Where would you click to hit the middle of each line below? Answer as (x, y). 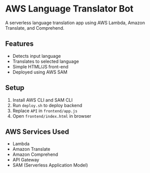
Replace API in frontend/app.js (45, 111)
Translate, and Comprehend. (35, 28)
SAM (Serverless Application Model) (50, 165)
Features (19, 44)
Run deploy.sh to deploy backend (47, 105)
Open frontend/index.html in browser (52, 116)
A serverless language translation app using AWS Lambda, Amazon (75, 23)
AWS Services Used (37, 132)
